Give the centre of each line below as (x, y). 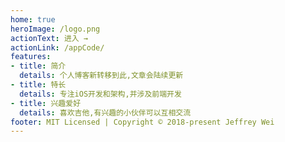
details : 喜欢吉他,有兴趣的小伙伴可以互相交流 (105, 112)
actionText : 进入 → (49, 38)
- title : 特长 (38, 85)
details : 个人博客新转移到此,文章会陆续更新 (101, 76)
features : (31, 57)
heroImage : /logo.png (55, 29)
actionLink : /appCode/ (57, 47)
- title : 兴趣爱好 (46, 103)
